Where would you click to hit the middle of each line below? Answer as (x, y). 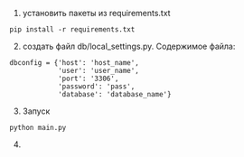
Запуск (36, 111)
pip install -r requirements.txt (72, 30)
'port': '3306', (88, 78)
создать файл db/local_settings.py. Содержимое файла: (129, 46)
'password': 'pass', (96, 87)
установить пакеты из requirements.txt (96, 13)
